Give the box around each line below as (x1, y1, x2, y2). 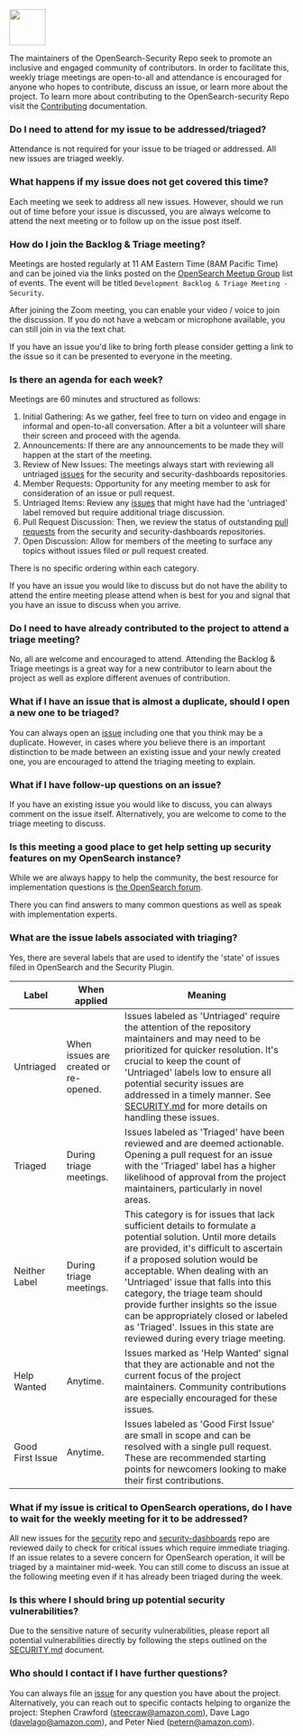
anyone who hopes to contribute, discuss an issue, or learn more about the (9, 81, 289, 92)
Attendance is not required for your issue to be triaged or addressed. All (9, 143, 277, 154)
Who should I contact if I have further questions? (9, 1667, 228, 1680)
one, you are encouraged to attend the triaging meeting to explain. (9, 756, 256, 767)
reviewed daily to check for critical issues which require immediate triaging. (9, 1542, 290, 1553)
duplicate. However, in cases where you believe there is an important (9, 737, 266, 748)
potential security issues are (124, 1077, 244, 1089)
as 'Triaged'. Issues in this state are (124, 1320, 274, 1333)
